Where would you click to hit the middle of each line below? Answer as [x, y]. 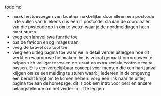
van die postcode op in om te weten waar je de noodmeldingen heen [80, 27]
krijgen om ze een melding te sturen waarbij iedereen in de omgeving [81, 73]
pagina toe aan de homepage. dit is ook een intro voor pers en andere [82, 83]
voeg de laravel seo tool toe [40, 47]
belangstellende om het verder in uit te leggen [58, 88]
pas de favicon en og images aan [45, 42]
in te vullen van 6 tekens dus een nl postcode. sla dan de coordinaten [81, 22]
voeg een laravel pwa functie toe [45, 37]
